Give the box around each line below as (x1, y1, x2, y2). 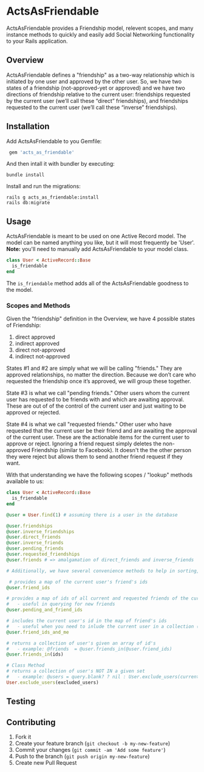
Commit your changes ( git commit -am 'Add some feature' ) (15, 746, 166, 753)
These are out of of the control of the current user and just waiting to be (6, 402, 186, 409)
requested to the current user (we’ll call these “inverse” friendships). (6, 104, 178, 111)
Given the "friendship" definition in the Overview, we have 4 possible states (6, 315, 195, 322)
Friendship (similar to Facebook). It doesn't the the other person (31, 447, 192, 454)
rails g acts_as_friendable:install (6, 194, 99, 200)
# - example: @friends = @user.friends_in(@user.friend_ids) (6, 646, 172, 652)
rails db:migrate (6, 200, 50, 206)
